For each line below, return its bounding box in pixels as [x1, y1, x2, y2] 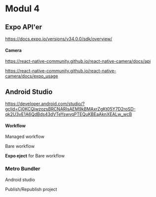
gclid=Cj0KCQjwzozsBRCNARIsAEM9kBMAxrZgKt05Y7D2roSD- [5, 106, 136, 112]
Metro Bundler [5, 165, 40, 172]
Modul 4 [5, 3, 40, 14]
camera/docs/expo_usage [5, 73, 58, 79]
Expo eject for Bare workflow [5, 153, 65, 159]
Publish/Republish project [5, 186, 58, 192]
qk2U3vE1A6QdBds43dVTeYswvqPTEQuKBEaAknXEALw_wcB [5, 111, 132, 117]
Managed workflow [5, 133, 44, 139]
